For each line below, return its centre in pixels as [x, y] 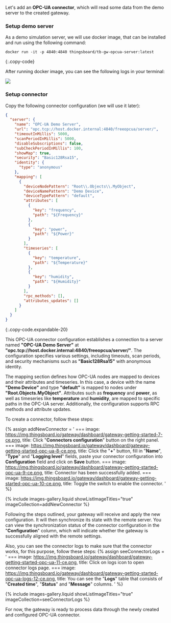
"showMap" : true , [33, 153]
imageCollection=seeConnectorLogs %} [48, 599]
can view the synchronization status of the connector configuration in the [82, 525]
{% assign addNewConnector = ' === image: [53, 429]
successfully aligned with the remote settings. [54, 536]
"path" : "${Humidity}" [57, 282]
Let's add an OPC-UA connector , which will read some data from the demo [85, 7]
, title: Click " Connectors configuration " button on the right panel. [89, 440]
